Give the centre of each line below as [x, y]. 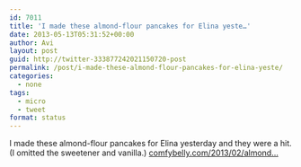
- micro [32, 101]
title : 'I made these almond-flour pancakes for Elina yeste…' [130, 26]
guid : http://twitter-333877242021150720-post [98, 59]
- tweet [32, 110]
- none [30, 84]
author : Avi [31, 43]
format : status [38, 118]
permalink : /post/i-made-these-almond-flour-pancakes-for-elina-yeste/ [146, 68]
